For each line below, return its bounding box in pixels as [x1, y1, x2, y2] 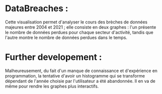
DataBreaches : [5, 3, 68, 14]
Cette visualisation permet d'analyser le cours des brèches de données [5, 19, 148, 25]
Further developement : [5, 52, 102, 63]
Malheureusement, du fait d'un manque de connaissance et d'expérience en [5, 68, 158, 74]
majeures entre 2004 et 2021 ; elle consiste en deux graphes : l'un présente [5, 24, 156, 30]
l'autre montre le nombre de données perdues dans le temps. [5, 35, 128, 40]
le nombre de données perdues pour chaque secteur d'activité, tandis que [5, 29, 154, 35]
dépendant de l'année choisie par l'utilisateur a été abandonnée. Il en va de [5, 78, 156, 84]
